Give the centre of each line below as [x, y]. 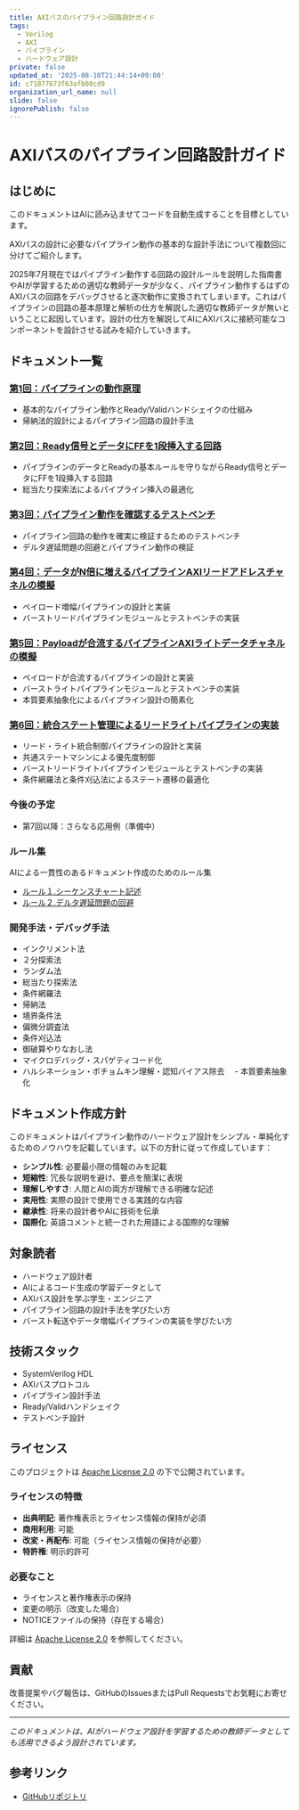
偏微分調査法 [45, 1027]
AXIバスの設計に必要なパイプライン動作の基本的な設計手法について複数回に [148, 244]
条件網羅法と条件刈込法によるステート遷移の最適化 [116, 780]
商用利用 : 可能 [48, 1528]
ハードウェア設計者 [57, 1276]
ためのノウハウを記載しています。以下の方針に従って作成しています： [145, 1148]
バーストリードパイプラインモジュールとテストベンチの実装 [131, 618]
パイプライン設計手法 [61, 1395]
